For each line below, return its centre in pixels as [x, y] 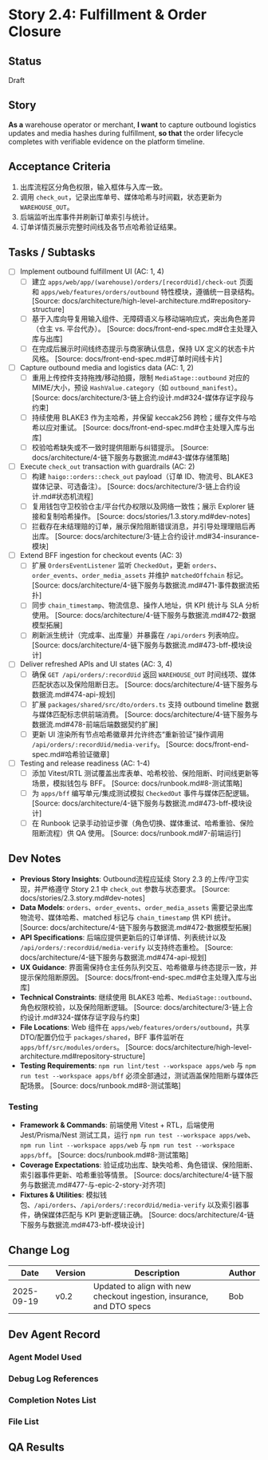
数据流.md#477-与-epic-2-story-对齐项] [100, 1185]
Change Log [39, 1250]
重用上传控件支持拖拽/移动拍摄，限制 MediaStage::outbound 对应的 [140, 378]
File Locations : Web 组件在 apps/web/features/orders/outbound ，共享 [135, 1027]
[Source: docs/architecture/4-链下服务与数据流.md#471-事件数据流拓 [146, 585]
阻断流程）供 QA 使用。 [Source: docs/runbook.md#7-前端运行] [136, 833]
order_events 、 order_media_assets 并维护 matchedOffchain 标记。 [140, 576]
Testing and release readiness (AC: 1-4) [85, 763]
